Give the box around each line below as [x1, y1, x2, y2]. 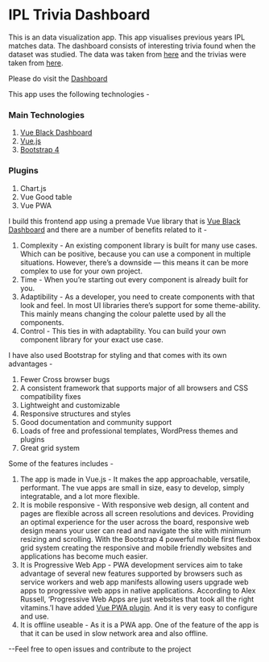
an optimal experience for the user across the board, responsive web [19, 517, 250, 527]
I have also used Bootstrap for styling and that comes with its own [8, 350, 227, 360]
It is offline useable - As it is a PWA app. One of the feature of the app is [19, 619, 259, 630]
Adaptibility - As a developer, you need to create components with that [19, 292, 255, 302]
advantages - [8, 359, 53, 368]
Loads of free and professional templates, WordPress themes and [19, 426, 238, 435]
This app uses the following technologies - [8, 89, 151, 98]
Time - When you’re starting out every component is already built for [19, 274, 248, 284]
